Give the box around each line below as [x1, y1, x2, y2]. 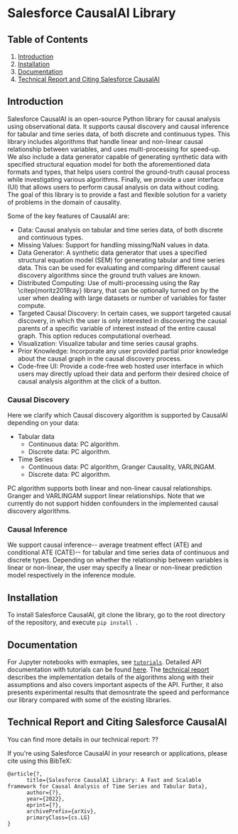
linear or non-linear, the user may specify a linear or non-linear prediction [7, 563, 222, 572]
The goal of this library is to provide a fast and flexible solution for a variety [7, 190, 227, 199]
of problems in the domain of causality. [7, 197, 122, 206]
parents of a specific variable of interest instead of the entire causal [17, 324, 217, 332]
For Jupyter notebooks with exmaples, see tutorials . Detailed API [7, 658, 202, 666]
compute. [17, 301, 46, 309]
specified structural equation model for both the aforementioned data [7, 160, 211, 168]
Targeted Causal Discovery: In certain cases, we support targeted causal [17, 309, 232, 317]
